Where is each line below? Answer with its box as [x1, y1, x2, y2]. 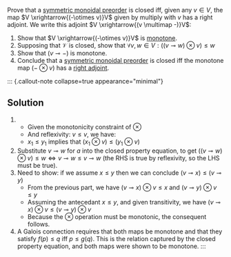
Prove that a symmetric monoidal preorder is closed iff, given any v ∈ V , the [7, 6, 223, 14]
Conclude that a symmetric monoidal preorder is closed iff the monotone [17, 57, 224, 64]
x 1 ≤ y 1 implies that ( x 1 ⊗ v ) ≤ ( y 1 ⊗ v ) [27, 137, 140, 147]
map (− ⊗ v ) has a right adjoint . [17, 64, 110, 72]
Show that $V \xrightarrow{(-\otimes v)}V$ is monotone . [17, 34, 178, 42]
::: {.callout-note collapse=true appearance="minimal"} [7, 77, 163, 85]
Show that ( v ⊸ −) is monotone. [17, 49, 108, 57]
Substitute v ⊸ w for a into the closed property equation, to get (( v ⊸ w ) [17, 146, 223, 155]
